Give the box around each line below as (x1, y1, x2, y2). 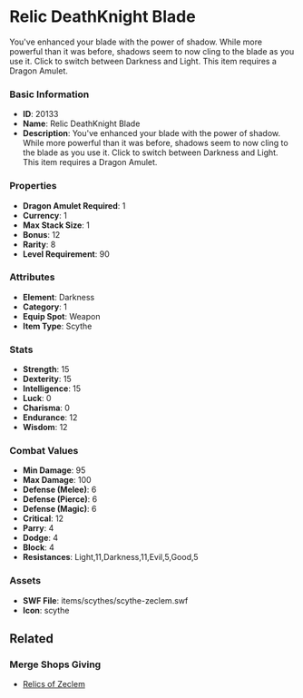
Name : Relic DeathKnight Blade (22, 118, 141, 129)
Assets (9, 575, 42, 587)
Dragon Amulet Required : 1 (22, 200, 126, 211)
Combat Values (9, 445, 79, 457)
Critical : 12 (22, 513, 64, 524)
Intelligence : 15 (22, 383, 82, 394)
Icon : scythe (22, 605, 70, 615)
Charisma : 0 (22, 402, 71, 414)
